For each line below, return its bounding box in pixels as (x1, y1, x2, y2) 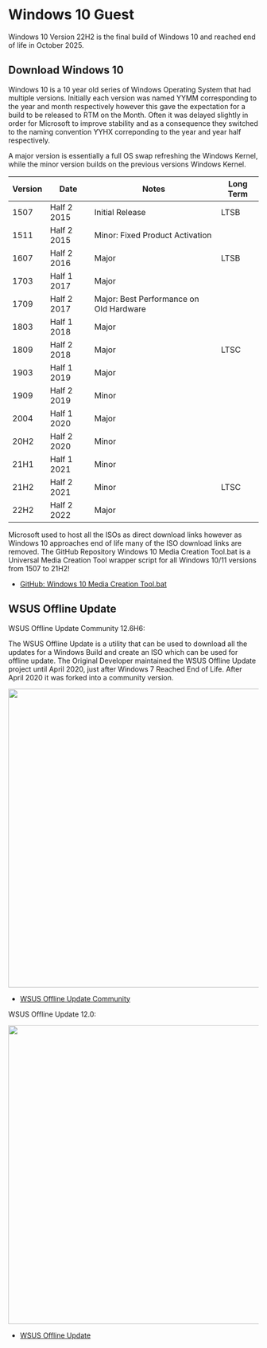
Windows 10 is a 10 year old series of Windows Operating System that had (8, 84, 252, 94)
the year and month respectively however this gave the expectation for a (8, 101, 246, 111)
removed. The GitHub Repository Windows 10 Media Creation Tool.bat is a (8, 547, 251, 556)
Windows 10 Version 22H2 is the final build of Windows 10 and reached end (8, 32, 256, 41)
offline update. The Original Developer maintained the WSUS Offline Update (8, 656, 257, 665)
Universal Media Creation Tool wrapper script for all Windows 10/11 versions (8, 555, 257, 565)
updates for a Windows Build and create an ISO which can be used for (8, 647, 238, 656)
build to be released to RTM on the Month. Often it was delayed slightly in (8, 110, 249, 120)
